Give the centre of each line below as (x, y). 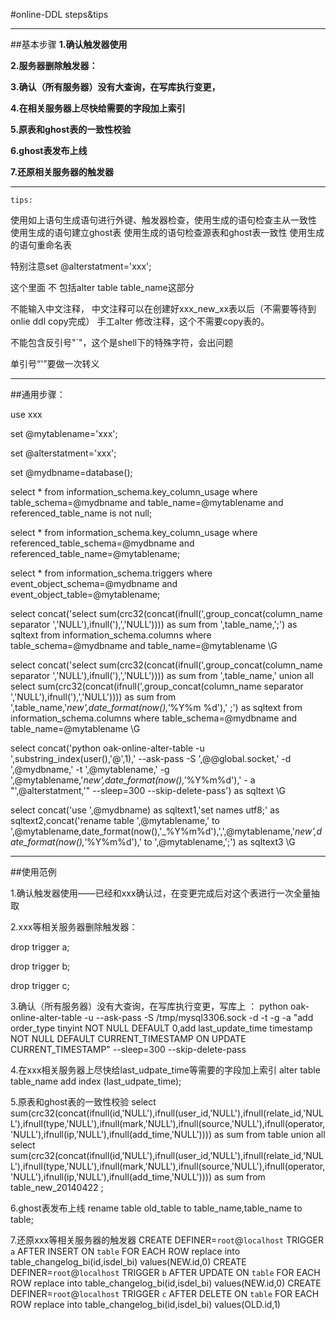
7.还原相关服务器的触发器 (62, 172)
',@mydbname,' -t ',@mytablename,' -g (90, 769)
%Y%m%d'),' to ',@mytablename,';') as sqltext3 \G (191, 842)
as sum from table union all (269, 1134)
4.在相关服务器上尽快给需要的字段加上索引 (98, 108)
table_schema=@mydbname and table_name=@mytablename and (147, 502)
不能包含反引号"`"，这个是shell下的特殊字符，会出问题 (122, 342)
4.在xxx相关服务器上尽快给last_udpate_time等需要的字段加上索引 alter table (165, 1070)
